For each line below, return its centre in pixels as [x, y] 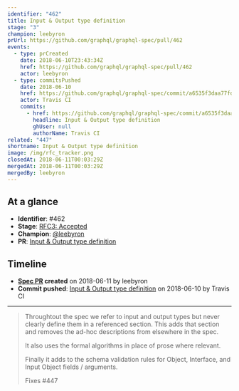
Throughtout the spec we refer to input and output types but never [122, 317]
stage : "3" [23, 27]
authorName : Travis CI [67, 133]
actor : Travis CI [46, 100]
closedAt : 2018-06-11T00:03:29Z [55, 160]
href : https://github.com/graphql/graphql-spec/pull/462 [106, 67]
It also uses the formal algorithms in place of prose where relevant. [123, 345]
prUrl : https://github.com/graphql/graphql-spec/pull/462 [95, 41]
